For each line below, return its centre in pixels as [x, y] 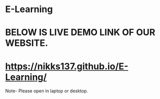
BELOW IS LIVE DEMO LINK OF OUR [80, 33]
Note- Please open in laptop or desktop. [47, 91]
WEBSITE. [27, 43]
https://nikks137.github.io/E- [67, 66]
